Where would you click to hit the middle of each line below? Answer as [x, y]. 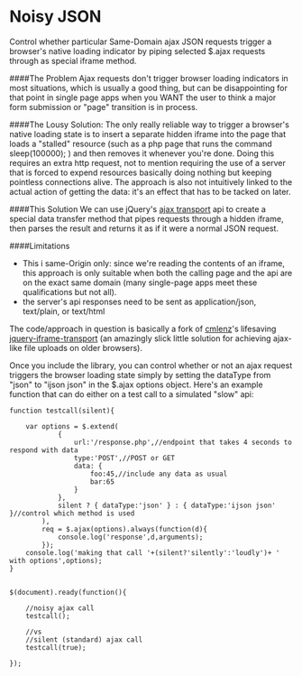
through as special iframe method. [73, 60]
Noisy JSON [55, 17]
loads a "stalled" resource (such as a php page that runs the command [141, 144]
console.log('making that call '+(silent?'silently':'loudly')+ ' [153, 552]
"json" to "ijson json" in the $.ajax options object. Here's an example [136, 384]
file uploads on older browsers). [83, 347]
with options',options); [56, 560]
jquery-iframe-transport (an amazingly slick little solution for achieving [141, 338]
